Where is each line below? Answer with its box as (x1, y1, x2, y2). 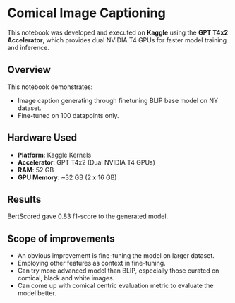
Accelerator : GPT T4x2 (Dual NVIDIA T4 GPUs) (17, 158, 155, 167)
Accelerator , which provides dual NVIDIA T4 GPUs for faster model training (7, 35, 227, 44)
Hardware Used (7, 132, 78, 144)
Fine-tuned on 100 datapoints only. (17, 111, 119, 119)
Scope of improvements (7, 232, 115, 244)
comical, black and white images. (17, 274, 115, 283)
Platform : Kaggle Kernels (17, 150, 92, 159)
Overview (7, 64, 52, 76)
